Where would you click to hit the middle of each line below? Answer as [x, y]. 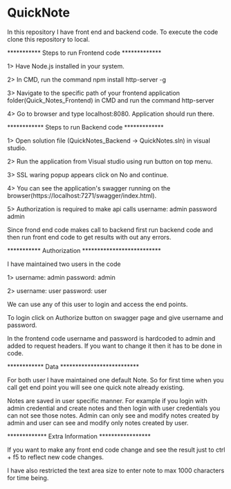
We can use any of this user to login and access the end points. [98, 304]
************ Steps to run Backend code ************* [85, 127]
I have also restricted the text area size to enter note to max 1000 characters [116, 470]
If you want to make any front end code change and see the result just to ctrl [116, 450]
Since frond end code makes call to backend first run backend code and [110, 229]
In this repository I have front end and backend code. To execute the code [113, 32]
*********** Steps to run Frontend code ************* [84, 53]
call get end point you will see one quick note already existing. [96, 387]
